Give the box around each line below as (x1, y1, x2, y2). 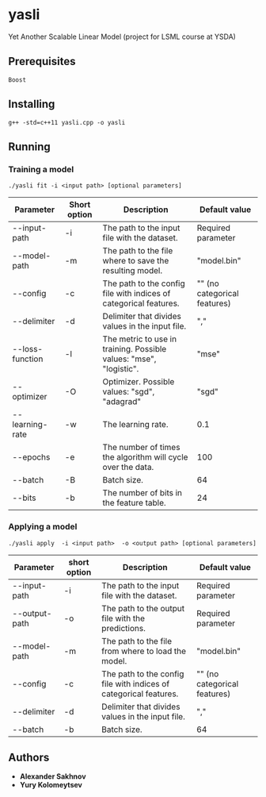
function (12, 353, 44, 364)
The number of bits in (102, 487, 183, 499)
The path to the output (101, 603, 184, 614)
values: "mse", (102, 353, 157, 364)
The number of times (102, 442, 180, 453)
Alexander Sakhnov (19, 772, 86, 781)
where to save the (102, 256, 169, 267)
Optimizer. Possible (102, 376, 175, 387)
